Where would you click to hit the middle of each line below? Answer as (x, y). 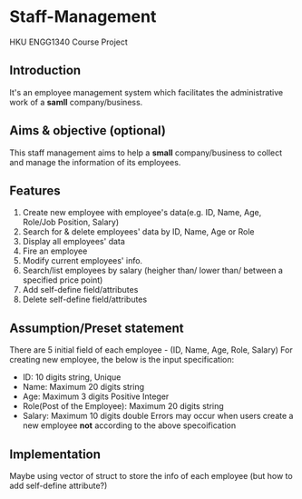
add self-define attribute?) (58, 485)
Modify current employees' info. (83, 261)
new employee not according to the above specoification (129, 425)
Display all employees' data (73, 242)
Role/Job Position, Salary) (71, 222)
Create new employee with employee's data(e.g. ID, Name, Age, (142, 213)
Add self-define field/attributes (80, 290)
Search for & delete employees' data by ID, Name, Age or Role (139, 232)
